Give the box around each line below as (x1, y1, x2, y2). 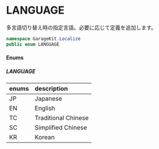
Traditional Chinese (34, 114, 89, 122)
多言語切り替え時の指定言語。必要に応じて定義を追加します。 (6, 24, 157, 31)
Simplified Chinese (34, 123, 87, 132)
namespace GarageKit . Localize (6, 36, 81, 42)
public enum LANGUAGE (6, 41, 60, 47)
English (34, 104, 55, 113)
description (34, 84, 68, 93)
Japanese (34, 94, 62, 103)
